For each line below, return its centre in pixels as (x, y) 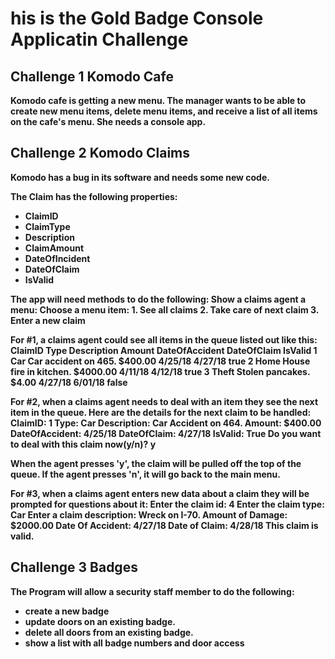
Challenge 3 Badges (74, 567)
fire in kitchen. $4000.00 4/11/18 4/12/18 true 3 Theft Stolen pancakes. (160, 371)
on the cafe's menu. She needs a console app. (108, 121)
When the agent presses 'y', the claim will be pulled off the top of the (156, 463)
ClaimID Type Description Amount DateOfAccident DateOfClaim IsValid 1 (164, 350)
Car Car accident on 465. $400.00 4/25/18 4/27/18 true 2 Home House (160, 361)
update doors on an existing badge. (100, 621)
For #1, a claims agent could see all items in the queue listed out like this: (164, 339)
